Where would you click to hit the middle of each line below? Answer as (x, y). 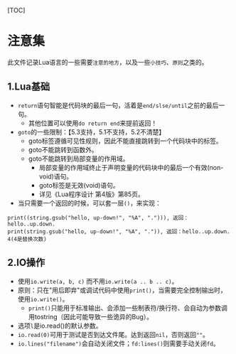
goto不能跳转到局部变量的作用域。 (79, 159)
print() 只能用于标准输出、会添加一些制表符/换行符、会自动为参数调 (128, 308)
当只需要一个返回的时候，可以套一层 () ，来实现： (90, 203)
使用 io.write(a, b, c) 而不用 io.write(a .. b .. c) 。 (98, 281)
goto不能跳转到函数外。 (63, 149)
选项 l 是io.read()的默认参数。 (60, 326)
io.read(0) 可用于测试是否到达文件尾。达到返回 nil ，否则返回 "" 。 (113, 334)
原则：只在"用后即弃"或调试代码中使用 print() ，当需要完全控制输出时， (122, 290)
